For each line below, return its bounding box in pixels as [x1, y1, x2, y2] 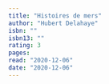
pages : [8, 49, 30, 57]
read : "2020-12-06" [8, 57, 74, 65]
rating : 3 [8, 42, 42, 50]
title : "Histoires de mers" [8, 11, 103, 20]
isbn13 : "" [8, 34, 45, 42]
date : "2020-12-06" [8, 64, 74, 72]
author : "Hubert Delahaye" [8, 19, 99, 27]
